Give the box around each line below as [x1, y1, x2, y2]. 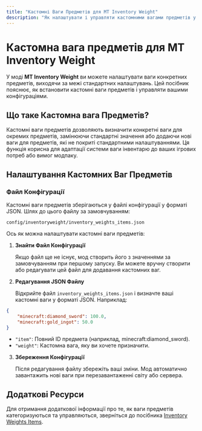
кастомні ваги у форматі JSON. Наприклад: [15, 296, 128, 303]
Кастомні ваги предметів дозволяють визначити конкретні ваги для [6, 126, 183, 134]
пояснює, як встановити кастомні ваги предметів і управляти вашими [6, 86, 189, 94]
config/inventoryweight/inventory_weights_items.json [6, 219, 145, 225]
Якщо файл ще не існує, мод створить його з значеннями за [15, 253, 171, 261]
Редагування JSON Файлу [15, 277, 85, 285]
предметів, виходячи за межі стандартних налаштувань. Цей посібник [6, 80, 189, 87]
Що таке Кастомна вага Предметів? [6, 110, 149, 120]
